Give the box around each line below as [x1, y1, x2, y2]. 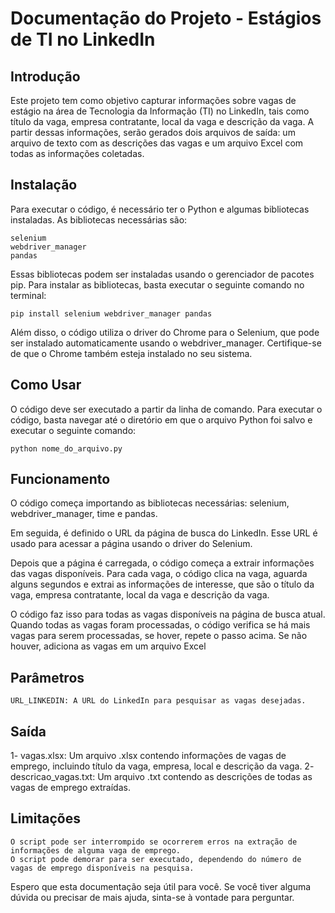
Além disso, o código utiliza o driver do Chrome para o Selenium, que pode [10, 326, 320, 338]
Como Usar [10, 377, 82, 394]
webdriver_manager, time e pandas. [10, 508, 158, 520]
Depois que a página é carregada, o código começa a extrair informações [10, 557, 315, 569]
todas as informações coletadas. [10, 148, 145, 159]
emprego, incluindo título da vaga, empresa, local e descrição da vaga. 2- [10, 760, 315, 772]
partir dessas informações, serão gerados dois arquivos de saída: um [10, 127, 296, 138]
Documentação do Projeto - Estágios [10, 7, 322, 30]
